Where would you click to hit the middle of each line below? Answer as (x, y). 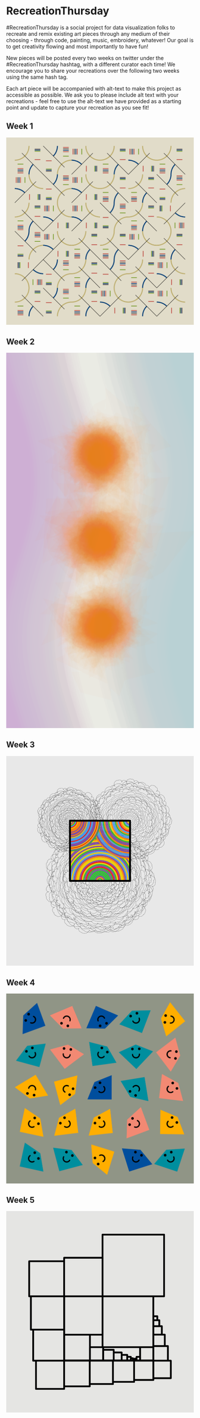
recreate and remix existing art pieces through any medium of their (88, 33)
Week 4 (21, 982)
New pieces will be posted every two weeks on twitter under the (85, 58)
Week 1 (20, 126)
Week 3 (21, 745)
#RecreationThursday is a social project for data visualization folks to (91, 27)
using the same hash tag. (37, 77)
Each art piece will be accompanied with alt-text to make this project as (94, 88)
